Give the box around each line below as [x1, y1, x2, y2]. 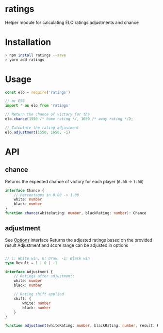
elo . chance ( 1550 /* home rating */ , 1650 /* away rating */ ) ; [5, 117, 133, 121]
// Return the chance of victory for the [5, 112, 90, 117]
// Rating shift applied [14, 292, 64, 296]
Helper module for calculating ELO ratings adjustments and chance [5, 20, 139, 25]
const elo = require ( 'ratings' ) [5, 90, 70, 95]
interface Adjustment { [5, 269, 53, 274]
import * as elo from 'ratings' [5, 103, 70, 108]
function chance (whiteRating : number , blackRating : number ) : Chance [5, 211, 147, 215]
